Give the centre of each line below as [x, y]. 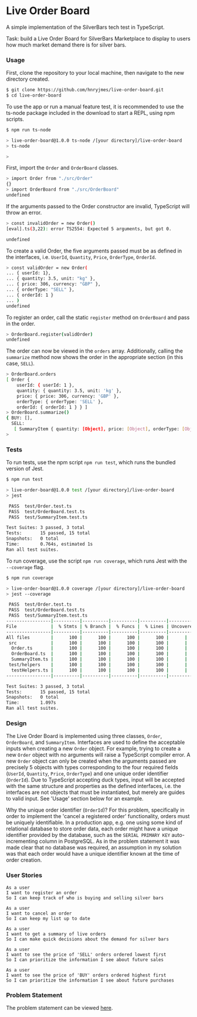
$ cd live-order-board [34, 95]
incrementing [22, 841]
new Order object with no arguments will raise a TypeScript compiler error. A [98, 755]
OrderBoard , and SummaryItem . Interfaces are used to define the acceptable [96, 742]
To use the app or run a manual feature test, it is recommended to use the [95, 107]
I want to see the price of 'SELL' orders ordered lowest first [86, 955]
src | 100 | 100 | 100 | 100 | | [98, 643]
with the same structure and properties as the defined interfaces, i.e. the [94, 786]
